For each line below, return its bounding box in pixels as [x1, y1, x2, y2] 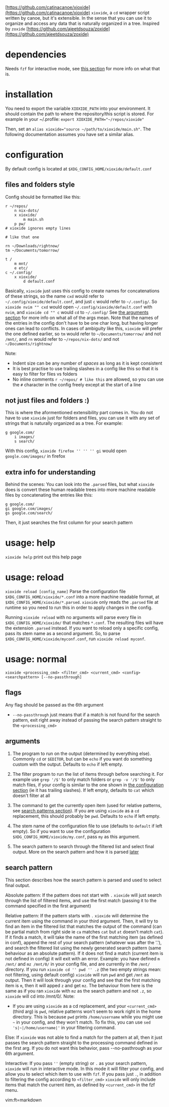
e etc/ [14, 265, 28, 271]
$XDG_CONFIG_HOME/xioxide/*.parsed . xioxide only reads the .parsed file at [5, 599, 158, 605]
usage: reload [5, 571, 64, 583]
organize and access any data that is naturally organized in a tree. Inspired [5, 20, 160, 26]
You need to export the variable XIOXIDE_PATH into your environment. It [5, 105, 151, 111]
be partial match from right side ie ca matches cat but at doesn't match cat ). [5, 928, 164, 935]
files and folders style [5, 181, 75, 189]
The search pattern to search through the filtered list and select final [12, 843, 154, 849]
